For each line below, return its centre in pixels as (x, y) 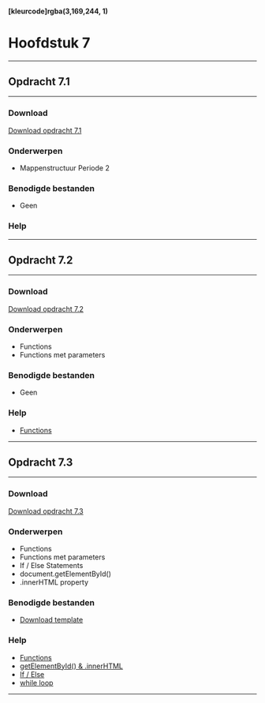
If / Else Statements (51, 565)
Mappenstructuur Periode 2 (65, 168)
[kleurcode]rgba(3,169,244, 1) (58, 11)
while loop (36, 682)
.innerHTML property (54, 582)
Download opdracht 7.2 (46, 308)
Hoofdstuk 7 (49, 43)
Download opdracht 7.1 (45, 130)
